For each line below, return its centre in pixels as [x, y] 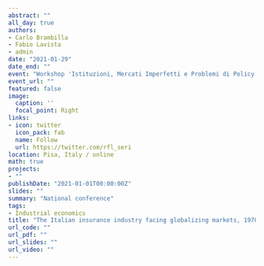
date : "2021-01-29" [40, 60]
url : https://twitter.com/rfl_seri [73, 147]
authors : [22, 30]
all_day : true [31, 23]
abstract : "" [29, 15]
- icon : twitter [35, 125]
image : [19, 96]
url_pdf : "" [27, 235]
